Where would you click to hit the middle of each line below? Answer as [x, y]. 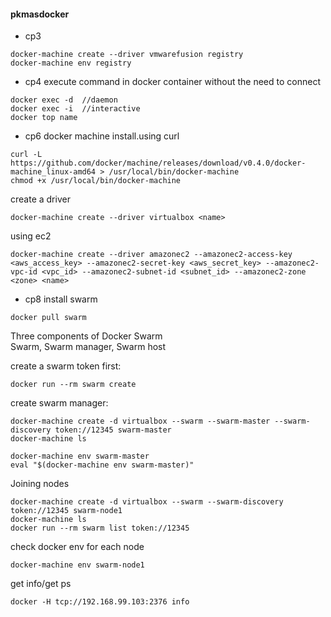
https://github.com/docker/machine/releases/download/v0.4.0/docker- [158, 163]
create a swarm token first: [66, 366]
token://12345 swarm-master [113, 430]
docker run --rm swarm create [73, 385]
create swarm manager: [59, 403]
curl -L [26, 155]
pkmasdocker [40, 14]
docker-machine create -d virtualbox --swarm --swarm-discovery [147, 502]
